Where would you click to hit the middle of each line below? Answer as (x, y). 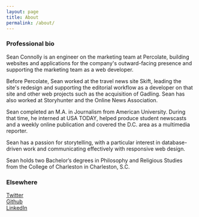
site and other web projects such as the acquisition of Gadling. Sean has (96, 94)
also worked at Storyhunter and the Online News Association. (82, 100)
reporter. (17, 131)
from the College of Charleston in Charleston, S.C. (68, 166)
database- (174, 142)
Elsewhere (22, 182)
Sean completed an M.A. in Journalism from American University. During (96, 112)
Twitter (15, 195)
